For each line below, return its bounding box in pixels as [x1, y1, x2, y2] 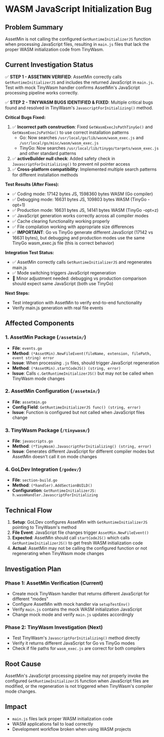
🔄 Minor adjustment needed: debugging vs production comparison [12, 275, 147, 281]
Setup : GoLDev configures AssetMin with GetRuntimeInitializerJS [12, 519, 148, 525]
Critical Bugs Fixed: [5, 114, 46, 120]
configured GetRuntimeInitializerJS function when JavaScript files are [5, 678, 149, 684]
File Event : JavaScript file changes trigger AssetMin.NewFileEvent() [12, 530, 149, 535]
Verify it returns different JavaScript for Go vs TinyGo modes [12, 640, 135, 646]
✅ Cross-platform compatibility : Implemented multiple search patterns [12, 166, 157, 172]
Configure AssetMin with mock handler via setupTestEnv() [12, 601, 130, 607]
